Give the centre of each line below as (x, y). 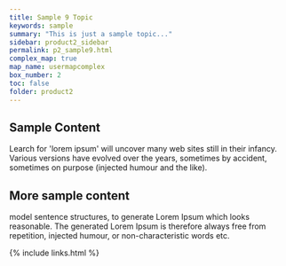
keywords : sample (41, 26)
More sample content (70, 196)
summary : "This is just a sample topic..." (91, 34)
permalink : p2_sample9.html (61, 51)
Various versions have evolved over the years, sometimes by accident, (138, 158)
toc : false (29, 83)
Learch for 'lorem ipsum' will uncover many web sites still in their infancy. (143, 149)
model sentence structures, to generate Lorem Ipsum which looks (130, 217)
